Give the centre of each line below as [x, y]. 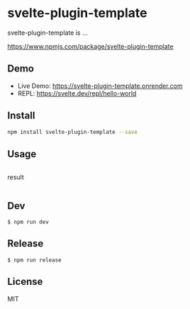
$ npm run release [34, 260]
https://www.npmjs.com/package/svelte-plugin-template [90, 46]
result [16, 177]
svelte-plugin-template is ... [47, 33]
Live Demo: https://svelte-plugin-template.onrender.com [100, 86]
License [25, 282]
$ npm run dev [28, 222]
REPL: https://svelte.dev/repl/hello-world [77, 93]
